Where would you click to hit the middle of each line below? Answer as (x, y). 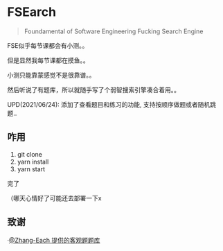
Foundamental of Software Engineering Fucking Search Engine (114, 31)
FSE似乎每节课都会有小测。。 (48, 45)
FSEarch (32, 12)
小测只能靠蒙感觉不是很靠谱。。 (51, 75)
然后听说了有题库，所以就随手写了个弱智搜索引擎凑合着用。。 (93, 89)
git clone (30, 154)
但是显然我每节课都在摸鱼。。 (48, 60)
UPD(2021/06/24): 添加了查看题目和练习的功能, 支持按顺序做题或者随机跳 (112, 104)
